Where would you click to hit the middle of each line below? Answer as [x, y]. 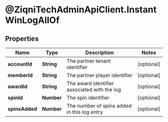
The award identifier [90, 83]
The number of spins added [99, 106]
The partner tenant [89, 61]
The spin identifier [88, 98]
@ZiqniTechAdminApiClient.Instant [81, 10]
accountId [20, 64]
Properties [22, 39]
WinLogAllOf [32, 20]
